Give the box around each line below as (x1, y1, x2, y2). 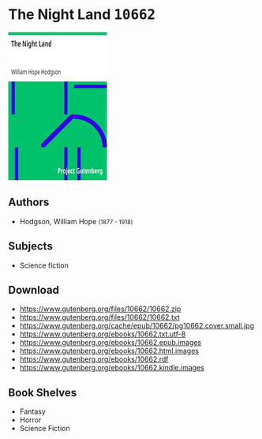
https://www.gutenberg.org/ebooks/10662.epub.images (19, 338, 202, 347)
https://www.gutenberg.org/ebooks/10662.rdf (19, 355, 169, 364)
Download (8, 283, 59, 297)
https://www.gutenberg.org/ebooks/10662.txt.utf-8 (19, 329, 186, 339)
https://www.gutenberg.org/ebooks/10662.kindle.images (19, 363, 205, 373)
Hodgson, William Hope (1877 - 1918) (19, 216, 133, 226)
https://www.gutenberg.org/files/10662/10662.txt (19, 313, 180, 322)
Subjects (8, 239, 53, 253)
